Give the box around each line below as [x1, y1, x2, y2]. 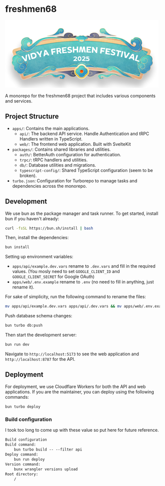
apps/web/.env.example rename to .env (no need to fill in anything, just [12, 279, 154, 285]
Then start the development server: [5, 332, 77, 338]
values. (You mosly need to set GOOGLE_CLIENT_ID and [12, 269, 120, 275]
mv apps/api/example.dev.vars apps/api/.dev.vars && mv [5, 304, 122, 309]
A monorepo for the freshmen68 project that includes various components [5, 93, 156, 99]
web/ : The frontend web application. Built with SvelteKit [19, 141, 131, 147]
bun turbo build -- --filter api [14, 447, 82, 452]
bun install [5, 245, 29, 250]
